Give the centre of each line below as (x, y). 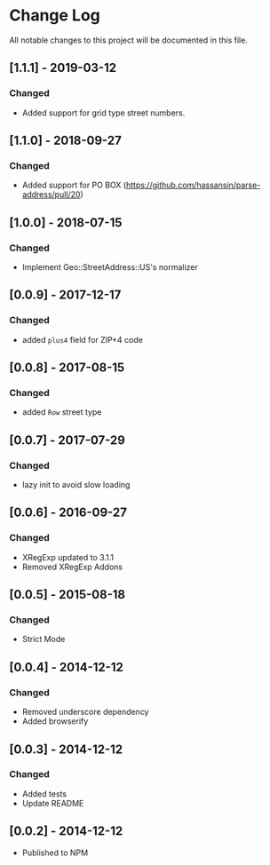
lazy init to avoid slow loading (76, 485)
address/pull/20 (51, 194)
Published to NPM (55, 853)
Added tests (44, 794)
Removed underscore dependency (85, 712)
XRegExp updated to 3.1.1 (68, 557)
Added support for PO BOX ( (74, 185)
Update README (53, 803)
